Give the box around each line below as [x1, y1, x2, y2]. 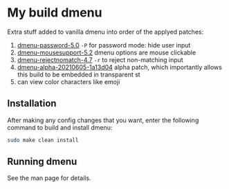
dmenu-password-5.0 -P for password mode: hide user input [17, 41, 191, 49]
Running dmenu [7, 156, 77, 168]
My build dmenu [7, 5, 102, 21]
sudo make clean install [7, 137, 79, 143]
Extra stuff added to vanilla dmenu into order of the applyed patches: [7, 28, 204, 36]
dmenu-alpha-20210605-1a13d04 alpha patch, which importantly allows [17, 63, 223, 71]
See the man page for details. [7, 174, 91, 182]
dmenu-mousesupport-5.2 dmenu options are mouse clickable [17, 48, 196, 57]
